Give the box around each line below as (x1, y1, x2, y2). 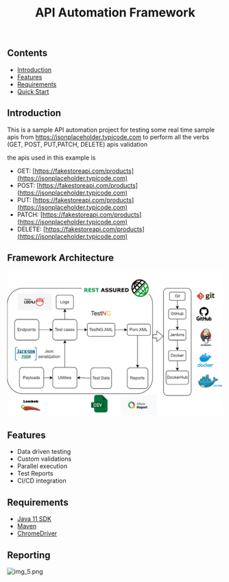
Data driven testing (16, 448, 71, 456)
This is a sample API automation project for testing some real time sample (7, 125, 215, 134)
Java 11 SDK (16, 515, 51, 523)
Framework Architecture (7, 252, 114, 263)
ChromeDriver (16, 529, 58, 537)
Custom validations (16, 454, 72, 463)
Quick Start (16, 87, 49, 95)
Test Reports (16, 470, 53, 478)
